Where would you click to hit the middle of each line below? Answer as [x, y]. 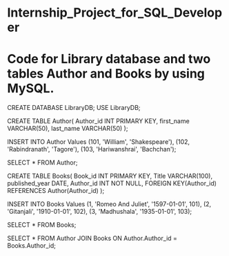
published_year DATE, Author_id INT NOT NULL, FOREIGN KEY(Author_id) [112, 183]
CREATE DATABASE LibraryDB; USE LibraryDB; [74, 108]
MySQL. [31, 89]
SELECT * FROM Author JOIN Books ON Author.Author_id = [92, 238]
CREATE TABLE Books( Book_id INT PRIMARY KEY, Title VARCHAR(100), [110, 176]
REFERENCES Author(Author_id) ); [56, 191]
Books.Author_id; [32, 246]
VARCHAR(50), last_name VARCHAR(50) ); [68, 129]
